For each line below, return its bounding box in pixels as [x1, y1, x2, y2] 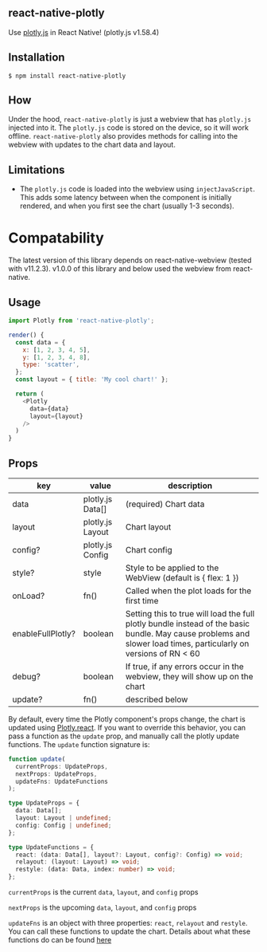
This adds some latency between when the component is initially [19, 193, 232, 203]
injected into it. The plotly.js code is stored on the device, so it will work [8, 123, 249, 132]
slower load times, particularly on [125, 638, 250, 649]
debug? [12, 671, 41, 682]
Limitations [8, 163, 65, 176]
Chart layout [125, 521, 172, 533]
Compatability [8, 229, 105, 247]
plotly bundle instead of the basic [125, 618, 250, 629]
